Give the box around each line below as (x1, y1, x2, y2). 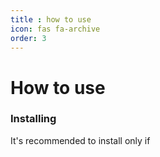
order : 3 (10, 33, 47, 43)
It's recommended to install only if (10, 134, 151, 146)
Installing (10, 112, 57, 126)
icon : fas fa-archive (10, 24, 101, 34)
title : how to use (10, 14, 92, 25)
